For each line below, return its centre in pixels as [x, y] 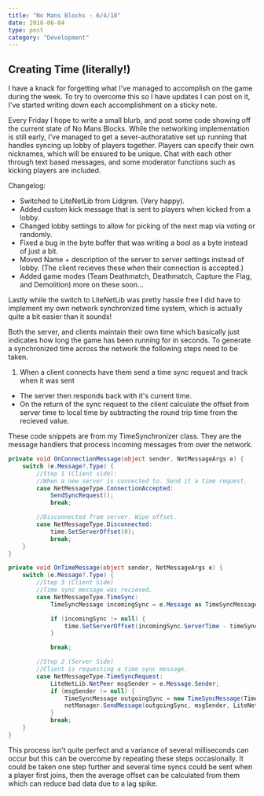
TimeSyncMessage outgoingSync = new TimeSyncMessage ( [154, 698]
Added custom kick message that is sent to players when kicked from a [135, 209]
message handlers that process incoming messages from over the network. [130, 445]
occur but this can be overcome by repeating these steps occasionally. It [126, 758]
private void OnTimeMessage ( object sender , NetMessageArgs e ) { [115, 568]
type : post [26, 30]
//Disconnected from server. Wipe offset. [107, 517]
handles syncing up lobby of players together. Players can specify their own [131, 146]
